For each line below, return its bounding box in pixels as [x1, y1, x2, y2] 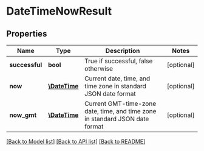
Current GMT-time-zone [84, 99, 157, 108]
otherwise [84, 65, 114, 72]
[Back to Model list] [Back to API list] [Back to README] [6, 138, 146, 145]
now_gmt [9, 111, 37, 119]
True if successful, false [84, 57, 153, 65]
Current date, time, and [84, 74, 151, 83]
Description [105, 47, 140, 55]
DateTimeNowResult [6, 4, 112, 18]
